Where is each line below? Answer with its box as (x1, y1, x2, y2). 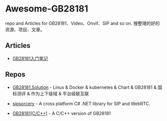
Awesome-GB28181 (5, 3, 88, 15)
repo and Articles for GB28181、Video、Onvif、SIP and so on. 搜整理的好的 (5, 20, 160, 26)
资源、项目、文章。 (5, 26, 45, 33)
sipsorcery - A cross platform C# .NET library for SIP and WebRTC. (12, 100, 150, 106)
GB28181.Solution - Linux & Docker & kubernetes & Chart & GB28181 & (12, 84, 156, 90)
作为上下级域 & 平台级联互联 (30, 90, 89, 96)
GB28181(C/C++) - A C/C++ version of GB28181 (12, 110, 111, 116)
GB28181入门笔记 (12, 55, 48, 61)
